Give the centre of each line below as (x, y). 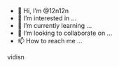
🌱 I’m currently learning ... (55, 25)
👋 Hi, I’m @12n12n (43, 11)
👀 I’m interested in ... (47, 18)
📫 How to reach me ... (50, 41)
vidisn (16, 57)
